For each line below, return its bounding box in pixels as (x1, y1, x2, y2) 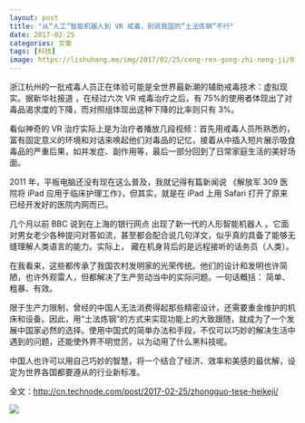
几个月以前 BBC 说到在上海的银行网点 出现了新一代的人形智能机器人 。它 (9, 218, 281, 229)
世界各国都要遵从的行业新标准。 (25, 367, 145, 377)
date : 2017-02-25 (9, 30, 75, 39)
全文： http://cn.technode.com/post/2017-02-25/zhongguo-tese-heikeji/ (9, 386, 279, 397)
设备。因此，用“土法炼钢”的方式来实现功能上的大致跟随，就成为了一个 (25, 313, 288, 324)
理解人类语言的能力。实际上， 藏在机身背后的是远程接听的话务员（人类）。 (16, 241, 294, 252)
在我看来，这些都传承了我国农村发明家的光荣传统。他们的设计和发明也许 (9, 260, 280, 271)
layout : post (9, 13, 59, 23)
